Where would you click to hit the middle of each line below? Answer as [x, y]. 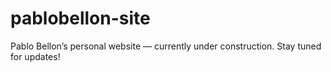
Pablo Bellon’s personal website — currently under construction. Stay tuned [166, 46]
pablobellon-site [80, 18]
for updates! [35, 56]
